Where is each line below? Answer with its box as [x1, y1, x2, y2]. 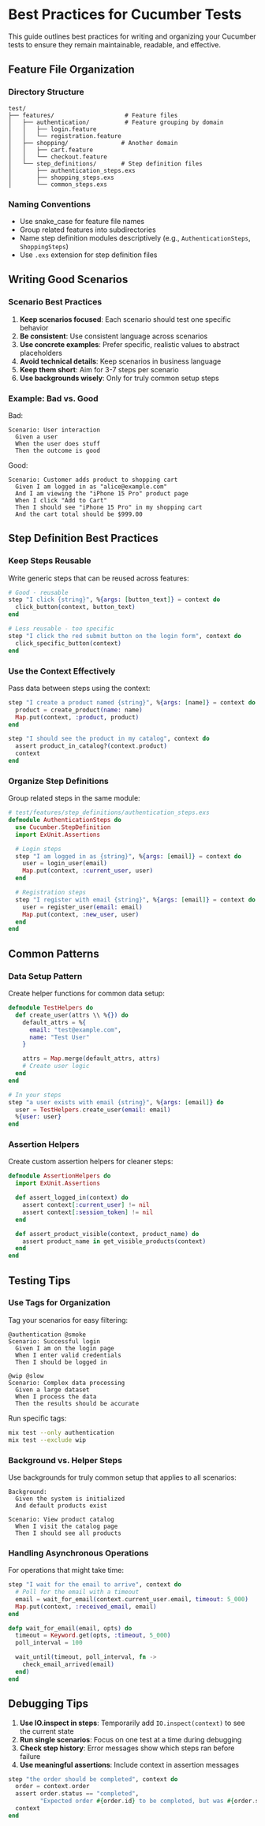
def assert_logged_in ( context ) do [15, 1193, 129, 1202]
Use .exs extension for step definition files [19, 250, 158, 260]
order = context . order [15, 1783, 90, 1791]
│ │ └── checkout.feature [8, 152, 108, 161]
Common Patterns [8, 947, 100, 960]
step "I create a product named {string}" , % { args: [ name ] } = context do [8, 698, 256, 707]
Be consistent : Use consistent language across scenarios [19, 331, 208, 341]
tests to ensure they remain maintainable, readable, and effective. [8, 39, 222, 49]
